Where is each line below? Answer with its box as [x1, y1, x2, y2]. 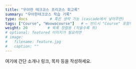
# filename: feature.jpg [5, 39, 61, 44]
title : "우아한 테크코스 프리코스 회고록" [5, 7, 80, 12]
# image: [5, 35, 23, 40]
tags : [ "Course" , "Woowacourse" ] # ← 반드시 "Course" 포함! [5, 21, 132, 26]
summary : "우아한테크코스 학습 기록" [5, 12, 72, 17]
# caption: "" [5, 44, 39, 49]
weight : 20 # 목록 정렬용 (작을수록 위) [5, 26, 98, 31]
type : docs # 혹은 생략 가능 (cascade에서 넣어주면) [5, 16, 125, 21]
